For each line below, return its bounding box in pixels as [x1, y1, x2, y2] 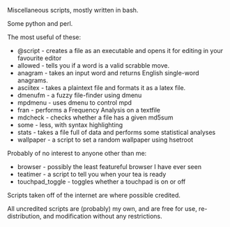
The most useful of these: [7, 33, 82, 41]
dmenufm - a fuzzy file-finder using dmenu [17, 91, 142, 99]
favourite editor [17, 54, 62, 62]
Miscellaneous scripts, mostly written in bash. [7, 6, 139, 14]
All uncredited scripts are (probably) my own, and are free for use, [7, 205, 197, 212]
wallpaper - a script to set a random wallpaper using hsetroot [17, 136, 194, 144]
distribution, [7, 212, 42, 220]
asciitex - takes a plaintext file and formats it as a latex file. [17, 84, 186, 91]
